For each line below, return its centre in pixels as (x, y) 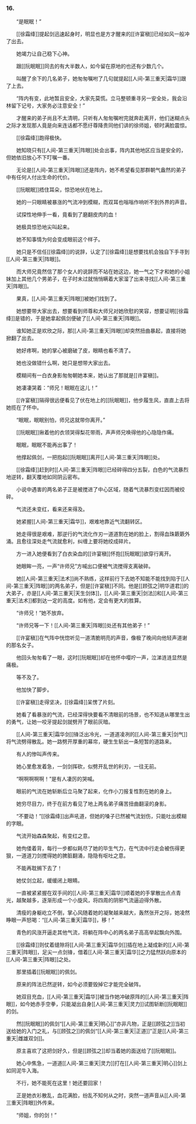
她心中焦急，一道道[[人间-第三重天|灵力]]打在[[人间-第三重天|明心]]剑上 (102, 1063)
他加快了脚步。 (34, 690)
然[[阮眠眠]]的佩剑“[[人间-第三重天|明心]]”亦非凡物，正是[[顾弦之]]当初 (101, 1024)
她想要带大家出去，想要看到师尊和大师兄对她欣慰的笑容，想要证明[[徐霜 (102, 311)
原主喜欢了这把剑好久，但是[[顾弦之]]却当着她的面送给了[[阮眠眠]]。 (98, 1051)
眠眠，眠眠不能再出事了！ (47, 445)
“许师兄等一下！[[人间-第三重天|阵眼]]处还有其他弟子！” (83, 625)
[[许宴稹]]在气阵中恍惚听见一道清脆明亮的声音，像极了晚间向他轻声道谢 (102, 638)
